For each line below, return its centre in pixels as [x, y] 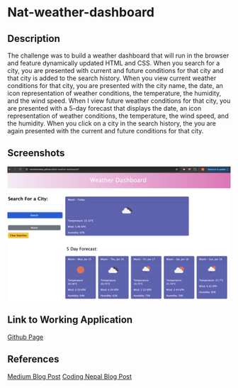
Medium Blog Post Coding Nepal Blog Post [70, 376]
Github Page [25, 337]
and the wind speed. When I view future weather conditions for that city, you [119, 101]
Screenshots [36, 153]
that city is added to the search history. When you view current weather [112, 78]
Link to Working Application [70, 320]
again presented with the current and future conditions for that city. [106, 131]
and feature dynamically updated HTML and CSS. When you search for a [114, 63]
